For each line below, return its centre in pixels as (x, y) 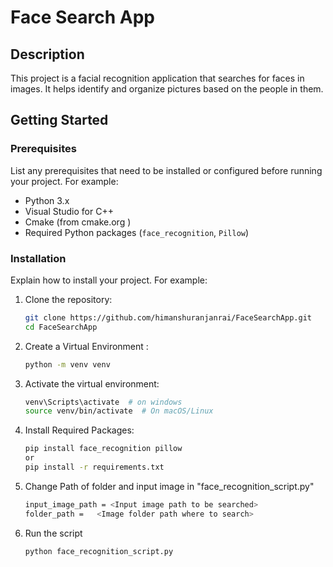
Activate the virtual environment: (92, 383)
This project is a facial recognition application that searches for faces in (157, 78)
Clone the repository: (68, 299)
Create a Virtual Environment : (86, 346)
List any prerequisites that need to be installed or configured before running (166, 170)
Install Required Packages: (79, 430)
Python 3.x (47, 200)
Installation (38, 258)
